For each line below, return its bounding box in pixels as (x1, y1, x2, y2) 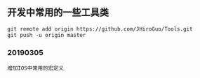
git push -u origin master (7, 31, 86, 38)
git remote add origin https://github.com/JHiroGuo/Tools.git (7, 25, 193, 33)
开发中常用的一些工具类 (7, 6, 109, 19)
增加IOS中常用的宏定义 (7, 65, 65, 72)
